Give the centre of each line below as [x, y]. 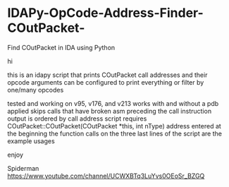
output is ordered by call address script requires [77, 119]
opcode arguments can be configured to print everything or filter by [106, 82]
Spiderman [23, 168]
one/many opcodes [36, 90]
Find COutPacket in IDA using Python [61, 47]
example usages [31, 141]
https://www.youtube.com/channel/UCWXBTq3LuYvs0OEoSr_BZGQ [106, 176]
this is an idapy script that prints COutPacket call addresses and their [107, 75]
